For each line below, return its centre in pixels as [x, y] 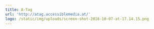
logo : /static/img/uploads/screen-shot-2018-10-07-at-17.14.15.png [77, 19]
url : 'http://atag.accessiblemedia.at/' [48, 14]
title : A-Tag [19, 10]
